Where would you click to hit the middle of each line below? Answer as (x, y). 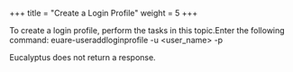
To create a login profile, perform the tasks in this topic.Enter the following (147, 30)
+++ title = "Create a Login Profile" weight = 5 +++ (104, 13)
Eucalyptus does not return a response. (82, 57)
